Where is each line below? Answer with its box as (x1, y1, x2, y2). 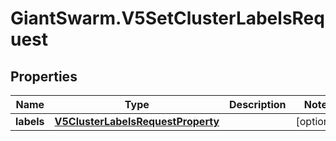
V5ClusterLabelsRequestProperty (54, 115, 220, 128)
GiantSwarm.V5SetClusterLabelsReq (10, 7, 325, 30)
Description (229, 98, 287, 111)
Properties (10, 68, 78, 85)
